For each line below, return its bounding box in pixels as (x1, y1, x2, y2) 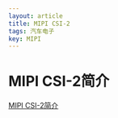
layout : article (8, 11, 63, 20)
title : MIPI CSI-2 (8, 20, 70, 28)
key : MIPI (8, 34, 42, 43)
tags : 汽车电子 (8, 27, 55, 35)
